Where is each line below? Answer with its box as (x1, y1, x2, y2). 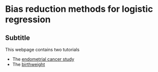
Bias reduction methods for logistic (5, 3, 153, 15)
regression (5, 14, 51, 25)
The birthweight (12, 62, 45, 67)
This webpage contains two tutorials (5, 47, 79, 52)
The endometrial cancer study (12, 56, 75, 62)
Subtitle (5, 34, 30, 42)
